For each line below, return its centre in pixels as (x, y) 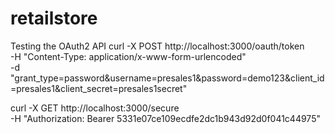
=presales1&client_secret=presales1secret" (99, 88)
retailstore (54, 18)
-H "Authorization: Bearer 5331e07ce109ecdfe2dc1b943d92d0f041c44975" (165, 118)
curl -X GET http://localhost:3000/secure (95, 108)
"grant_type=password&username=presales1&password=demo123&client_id (167, 78)
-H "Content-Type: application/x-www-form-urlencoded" (128, 56)
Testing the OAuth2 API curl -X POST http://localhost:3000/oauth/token (157, 46)
